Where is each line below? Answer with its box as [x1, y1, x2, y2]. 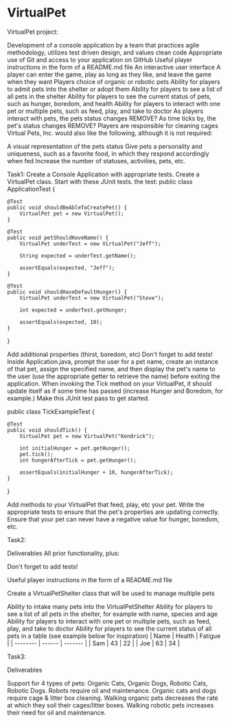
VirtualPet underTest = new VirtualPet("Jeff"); [19, 240, 161, 247]
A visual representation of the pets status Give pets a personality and [7, 142, 203, 150]
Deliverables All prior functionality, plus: [7, 549, 120, 557]
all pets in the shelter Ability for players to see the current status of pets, [7, 92, 211, 101]
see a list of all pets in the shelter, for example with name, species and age [7, 610, 218, 618]
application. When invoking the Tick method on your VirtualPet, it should [7, 379, 211, 387]
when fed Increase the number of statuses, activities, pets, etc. [7, 156, 185, 165]
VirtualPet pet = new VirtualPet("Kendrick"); [19, 433, 155, 440]
